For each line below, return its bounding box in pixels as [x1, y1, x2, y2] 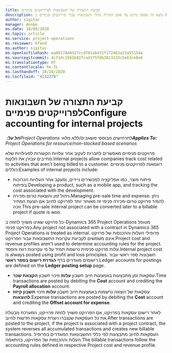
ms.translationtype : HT [5, 60, 56, 65]
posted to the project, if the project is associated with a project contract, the [5, 320, 166, 326]
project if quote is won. [12, 209, 61, 215]
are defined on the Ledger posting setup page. [5, 262, 105, 269]
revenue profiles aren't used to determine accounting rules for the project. [5, 240, 162, 247]
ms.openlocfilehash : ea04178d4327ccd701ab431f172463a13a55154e [5, 50, 143, 55]
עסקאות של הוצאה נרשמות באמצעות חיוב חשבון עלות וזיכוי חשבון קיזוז [12, 289, 150, 295]
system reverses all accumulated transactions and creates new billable [5, 325, 155, 332]
